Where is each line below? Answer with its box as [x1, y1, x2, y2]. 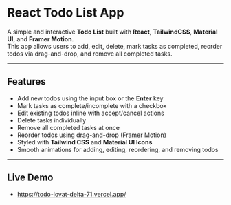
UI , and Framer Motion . [7, 34, 74, 43]
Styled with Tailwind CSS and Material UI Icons [16, 138, 153, 146]
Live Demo [7, 172, 54, 184]
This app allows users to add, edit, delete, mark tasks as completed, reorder [7, 42, 223, 50]
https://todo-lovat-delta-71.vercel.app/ [16, 190, 126, 198]
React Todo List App [7, 5, 124, 21]
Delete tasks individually [16, 116, 87, 125]
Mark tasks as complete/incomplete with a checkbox [16, 101, 167, 109]
